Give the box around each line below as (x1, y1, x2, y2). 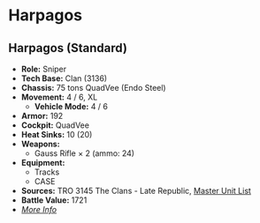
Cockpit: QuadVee (20, 120, 90, 130)
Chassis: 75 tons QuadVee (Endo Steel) (20, 83, 166, 93)
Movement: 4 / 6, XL (20, 92, 98, 102)
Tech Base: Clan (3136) (20, 73, 108, 84)
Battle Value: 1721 (20, 195, 88, 205)
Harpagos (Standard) (8, 41, 127, 56)
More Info (20, 204, 57, 214)
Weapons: (20, 138, 60, 149)
